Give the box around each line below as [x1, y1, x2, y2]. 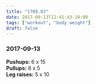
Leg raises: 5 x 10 [6, 70, 49, 77]
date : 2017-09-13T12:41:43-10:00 [6, 14, 88, 20]
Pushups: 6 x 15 [6, 58, 46, 65]
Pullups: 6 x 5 [6, 64, 40, 72]
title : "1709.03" [6, 8, 49, 15]
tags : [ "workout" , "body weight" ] [6, 20, 91, 25]
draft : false [6, 25, 38, 31]
